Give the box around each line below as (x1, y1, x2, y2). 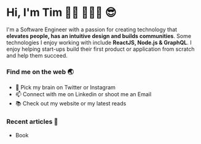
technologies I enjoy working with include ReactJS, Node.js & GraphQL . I (6, 39, 192, 46)
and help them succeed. (6, 51, 68, 59)
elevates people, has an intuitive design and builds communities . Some (6, 32, 192, 39)
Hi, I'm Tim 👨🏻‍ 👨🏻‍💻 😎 (6, 6, 117, 20)
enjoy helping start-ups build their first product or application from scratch (6, 45, 195, 53)
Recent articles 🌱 (6, 118, 58, 126)
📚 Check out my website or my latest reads (15, 100, 127, 107)
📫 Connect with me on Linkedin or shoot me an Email (15, 91, 152, 98)
